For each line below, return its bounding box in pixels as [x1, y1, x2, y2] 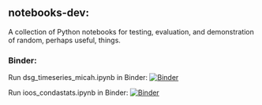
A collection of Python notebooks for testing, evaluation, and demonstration [8, 27, 255, 36]
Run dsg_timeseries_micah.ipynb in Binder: [8, 73, 148, 82]
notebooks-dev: [8, 6, 89, 20]
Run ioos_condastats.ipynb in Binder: [8, 88, 129, 97]
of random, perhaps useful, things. [8, 35, 121, 45]
